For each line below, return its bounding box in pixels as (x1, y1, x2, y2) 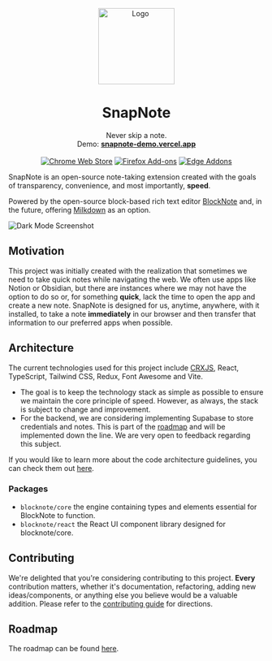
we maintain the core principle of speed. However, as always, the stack (19, 395, 259, 405)
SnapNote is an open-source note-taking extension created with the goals (8, 171, 257, 182)
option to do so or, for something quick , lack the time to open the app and (8, 292, 256, 301)
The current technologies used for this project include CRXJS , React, (8, 362, 240, 373)
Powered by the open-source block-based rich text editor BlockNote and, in (8, 196, 262, 206)
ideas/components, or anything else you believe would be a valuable (8, 590, 238, 600)
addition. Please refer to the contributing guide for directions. (8, 598, 214, 608)
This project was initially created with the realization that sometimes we (8, 266, 248, 275)
